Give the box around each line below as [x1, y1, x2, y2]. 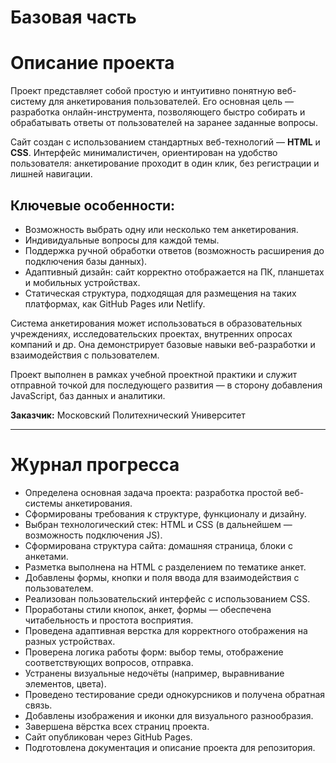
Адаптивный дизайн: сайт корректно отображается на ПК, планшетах [24, 266, 325, 278]
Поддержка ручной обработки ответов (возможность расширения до [24, 244, 325, 256]
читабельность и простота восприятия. [24, 614, 194, 626]
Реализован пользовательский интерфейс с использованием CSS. [24, 592, 311, 605]
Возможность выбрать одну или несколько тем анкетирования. [24, 223, 299, 235]
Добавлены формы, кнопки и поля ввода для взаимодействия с [24, 571, 300, 583]
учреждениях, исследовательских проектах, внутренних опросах [10, 327, 293, 340]
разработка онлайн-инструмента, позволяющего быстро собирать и [10, 106, 306, 118]
